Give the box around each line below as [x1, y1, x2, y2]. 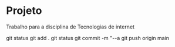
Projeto [6, 4, 42, 17]
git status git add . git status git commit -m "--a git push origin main [6, 34, 169, 41]
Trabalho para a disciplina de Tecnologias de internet [6, 23, 135, 30]
